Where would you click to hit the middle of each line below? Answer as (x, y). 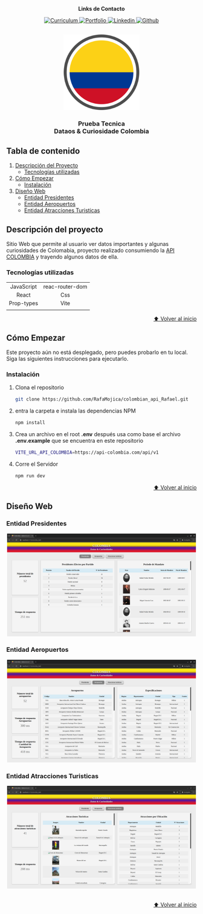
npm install (30, 423)
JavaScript (24, 286)
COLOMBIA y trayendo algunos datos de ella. (63, 257)
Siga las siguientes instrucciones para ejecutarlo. (67, 359)
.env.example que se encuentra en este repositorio (79, 441)
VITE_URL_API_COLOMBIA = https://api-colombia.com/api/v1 (87, 452)
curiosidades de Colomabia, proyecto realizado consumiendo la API (91, 250)
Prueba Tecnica (101, 124)
